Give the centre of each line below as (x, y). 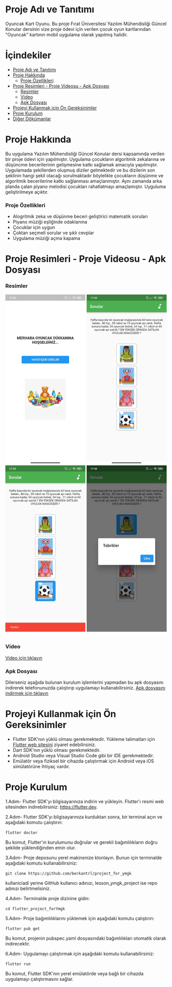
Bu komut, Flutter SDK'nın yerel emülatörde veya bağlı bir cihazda (74, 973)
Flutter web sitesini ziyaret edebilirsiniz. (54, 744)
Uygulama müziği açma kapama (46, 238)
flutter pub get (23, 928)
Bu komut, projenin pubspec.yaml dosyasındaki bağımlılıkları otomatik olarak (86, 938)
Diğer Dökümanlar (32, 119)
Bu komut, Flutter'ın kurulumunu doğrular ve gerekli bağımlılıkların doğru (81, 842)
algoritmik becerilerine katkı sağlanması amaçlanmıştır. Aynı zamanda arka (84, 181)
